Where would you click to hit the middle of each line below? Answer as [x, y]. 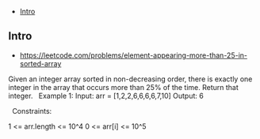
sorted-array [40, 63]
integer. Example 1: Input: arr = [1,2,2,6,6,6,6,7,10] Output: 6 [106, 96]
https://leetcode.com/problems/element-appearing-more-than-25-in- [134, 55]
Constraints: [32, 111]
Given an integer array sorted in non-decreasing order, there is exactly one [130, 79]
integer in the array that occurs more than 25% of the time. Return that [124, 87]
